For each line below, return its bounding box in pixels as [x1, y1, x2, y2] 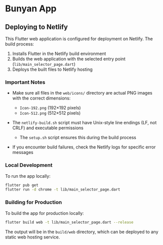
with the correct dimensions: [12, 95, 71, 101]
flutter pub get [5, 183, 39, 188]
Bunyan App [5, 3, 57, 14]
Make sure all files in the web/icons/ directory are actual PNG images [12, 90, 153, 96]
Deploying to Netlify [5, 23, 68, 31]
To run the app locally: [5, 173, 51, 179]
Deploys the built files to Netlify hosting [12, 66, 93, 72]
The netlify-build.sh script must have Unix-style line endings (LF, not [12, 120, 157, 126]
